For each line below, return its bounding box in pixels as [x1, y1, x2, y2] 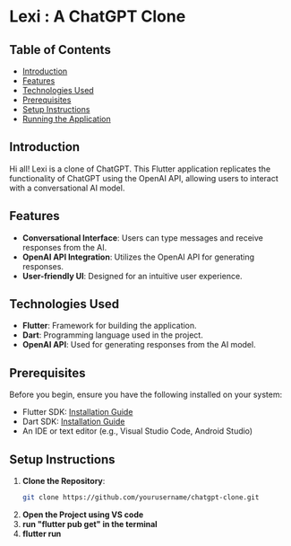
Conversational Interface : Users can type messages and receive [21, 232, 264, 243]
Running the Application [21, 114, 111, 124]
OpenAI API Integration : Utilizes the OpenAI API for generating [21, 251, 255, 262]
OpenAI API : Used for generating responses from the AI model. [21, 339, 257, 350]
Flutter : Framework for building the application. [21, 321, 197, 331]
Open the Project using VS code [21, 509, 144, 520]
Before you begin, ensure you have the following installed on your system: [9, 389, 283, 401]
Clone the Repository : [21, 476, 106, 487]
